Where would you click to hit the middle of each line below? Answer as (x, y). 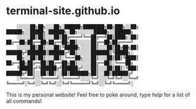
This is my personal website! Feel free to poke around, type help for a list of (98, 94)
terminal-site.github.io (63, 11)
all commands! (24, 101)
